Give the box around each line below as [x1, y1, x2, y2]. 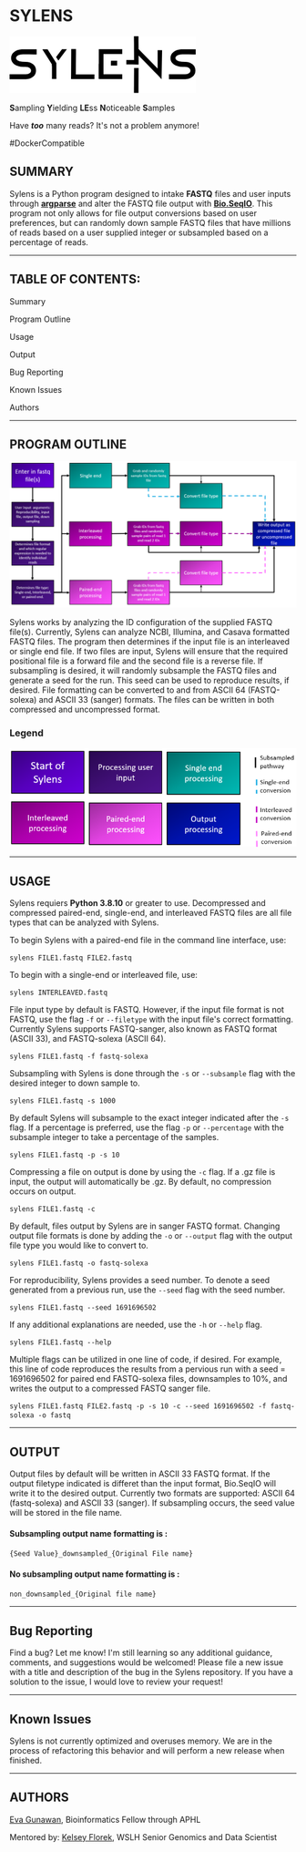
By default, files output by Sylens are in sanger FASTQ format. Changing [9, 1220, 280, 1231]
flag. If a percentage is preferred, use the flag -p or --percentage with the [9, 1122, 284, 1133]
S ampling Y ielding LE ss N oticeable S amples [9, 102, 176, 113]
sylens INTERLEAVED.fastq [9, 988, 107, 998]
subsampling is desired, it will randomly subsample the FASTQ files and [9, 665, 278, 676]
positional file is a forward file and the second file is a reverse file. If [9, 655, 264, 666]
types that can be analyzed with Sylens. [9, 917, 159, 928]
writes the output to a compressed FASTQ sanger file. [9, 1383, 211, 1394]
